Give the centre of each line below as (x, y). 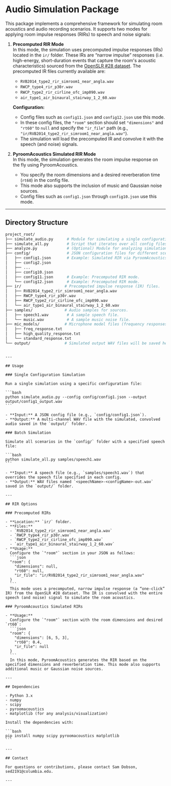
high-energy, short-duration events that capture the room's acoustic (84, 60)
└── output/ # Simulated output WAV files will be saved (83, 343)
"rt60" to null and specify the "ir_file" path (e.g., (74, 128)
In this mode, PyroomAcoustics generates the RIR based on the (78, 660)
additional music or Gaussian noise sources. (54, 669)
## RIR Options (21, 504)
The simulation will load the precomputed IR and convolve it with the (92, 139)
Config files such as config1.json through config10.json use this (88, 196)
